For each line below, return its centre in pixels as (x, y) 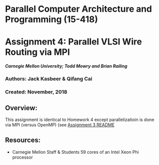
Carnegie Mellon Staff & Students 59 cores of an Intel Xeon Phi (75, 152)
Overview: (21, 108)
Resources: (23, 140)
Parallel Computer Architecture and (79, 9)
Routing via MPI (37, 52)
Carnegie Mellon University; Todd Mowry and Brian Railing (66, 66)
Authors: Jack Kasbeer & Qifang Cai (49, 79)
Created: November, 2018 (36, 92)
